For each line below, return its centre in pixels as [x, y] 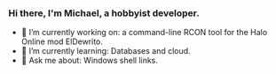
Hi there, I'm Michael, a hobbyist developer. [104, 13]
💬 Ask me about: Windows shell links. [90, 61]
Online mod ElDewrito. [62, 41]
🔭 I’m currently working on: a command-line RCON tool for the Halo [144, 33]
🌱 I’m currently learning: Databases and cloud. [106, 51]
